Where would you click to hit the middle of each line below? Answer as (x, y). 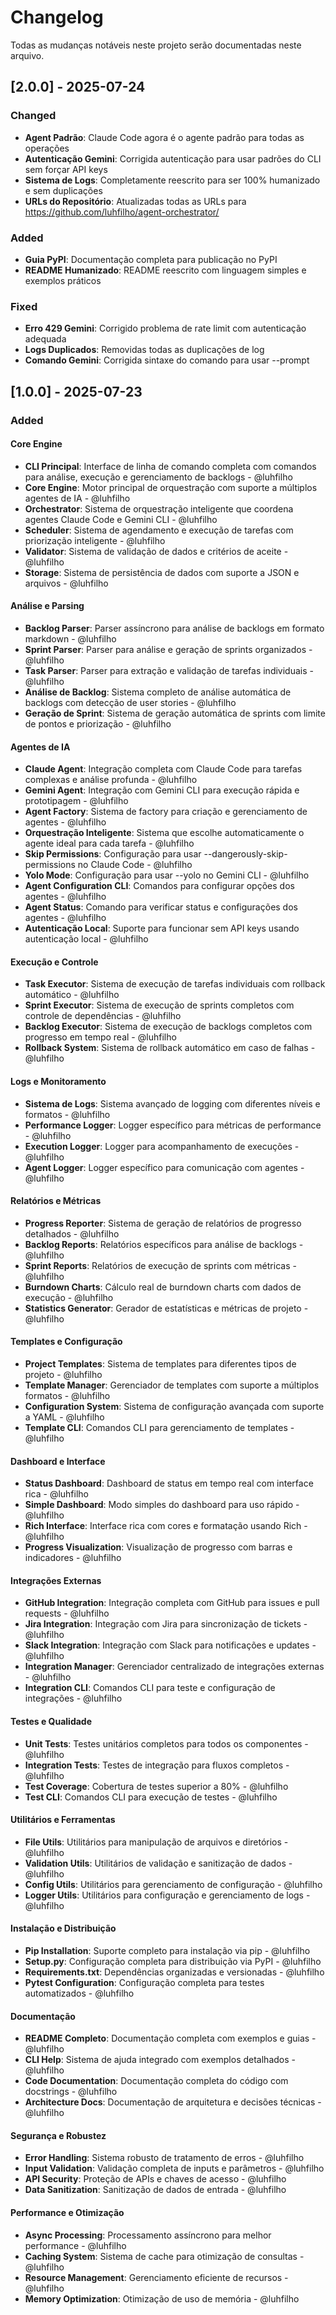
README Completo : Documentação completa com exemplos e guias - (170, 2038)
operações (47, 148)
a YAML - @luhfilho (64, 1417)
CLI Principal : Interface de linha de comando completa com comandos (170, 466)
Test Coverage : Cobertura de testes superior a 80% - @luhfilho (156, 1786)
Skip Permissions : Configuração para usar (113, 854)
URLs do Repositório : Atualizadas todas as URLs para (135, 201)
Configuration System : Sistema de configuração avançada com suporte (174, 1406)
